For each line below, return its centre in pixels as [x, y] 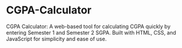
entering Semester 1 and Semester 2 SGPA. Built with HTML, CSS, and [91, 32]
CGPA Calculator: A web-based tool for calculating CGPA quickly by [88, 26]
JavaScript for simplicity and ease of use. [57, 39]
